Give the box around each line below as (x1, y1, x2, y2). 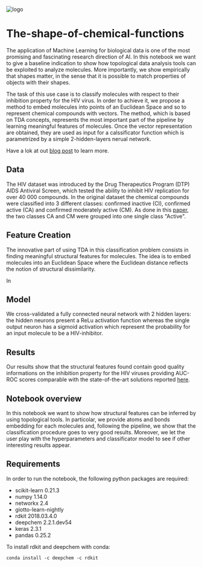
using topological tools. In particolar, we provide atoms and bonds (6, 416, 170, 423)
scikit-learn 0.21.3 (14, 486, 60, 494)
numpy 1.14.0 (14, 493, 48, 500)
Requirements (6, 459, 60, 469)
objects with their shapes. (6, 78, 71, 86)
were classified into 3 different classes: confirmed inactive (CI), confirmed (6, 200, 191, 207)
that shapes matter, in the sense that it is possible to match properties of (6, 72, 186, 80)
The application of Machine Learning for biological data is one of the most (6, 46, 191, 54)
